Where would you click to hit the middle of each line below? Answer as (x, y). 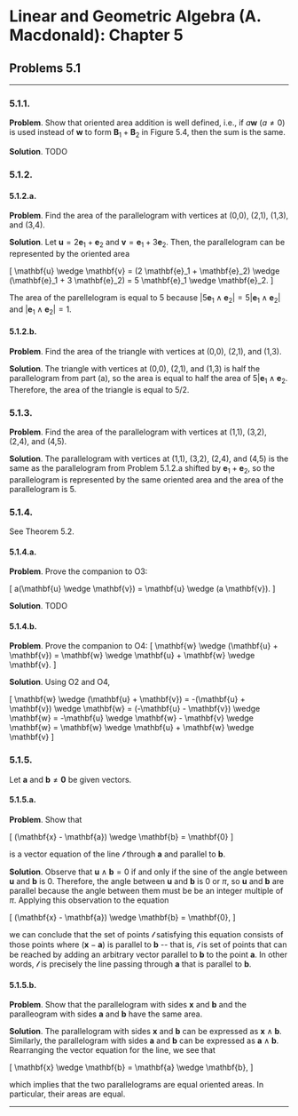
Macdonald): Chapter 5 (96, 35)
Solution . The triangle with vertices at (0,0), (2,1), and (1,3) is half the (134, 368)
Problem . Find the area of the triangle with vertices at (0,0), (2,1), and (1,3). (145, 351)
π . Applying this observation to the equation (89, 900)
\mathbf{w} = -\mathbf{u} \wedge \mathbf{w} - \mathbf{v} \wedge (132, 718)
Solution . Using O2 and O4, (60, 682)
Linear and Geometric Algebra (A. (135, 16)
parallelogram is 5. (43, 489)
